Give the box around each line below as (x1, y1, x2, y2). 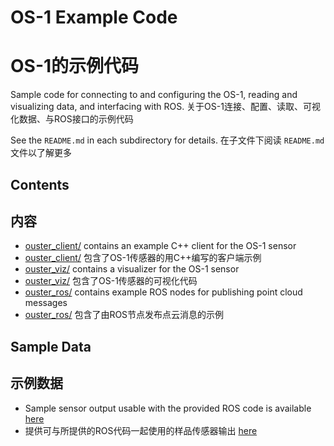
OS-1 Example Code (10, 6, 178, 29)
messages (24, 297, 68, 309)
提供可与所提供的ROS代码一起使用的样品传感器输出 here (24, 424, 258, 436)
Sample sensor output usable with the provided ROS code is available (24, 402, 312, 414)
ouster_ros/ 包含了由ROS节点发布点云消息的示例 (24, 309, 225, 321)
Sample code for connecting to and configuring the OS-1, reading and (10, 89, 298, 101)
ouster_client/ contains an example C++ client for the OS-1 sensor (24, 240, 297, 252)
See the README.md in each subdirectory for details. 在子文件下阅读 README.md (10, 134, 325, 146)
